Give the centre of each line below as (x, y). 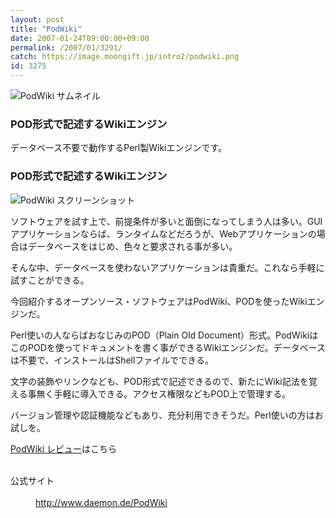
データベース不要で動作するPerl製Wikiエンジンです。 (119, 148)
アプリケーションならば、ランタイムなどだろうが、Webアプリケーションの (163, 233)
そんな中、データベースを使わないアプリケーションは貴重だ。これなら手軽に (167, 267)
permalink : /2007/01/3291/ (66, 47)
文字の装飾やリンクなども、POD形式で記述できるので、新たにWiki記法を (159, 381)
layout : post (37, 19)
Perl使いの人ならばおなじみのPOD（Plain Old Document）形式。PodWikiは (164, 335)
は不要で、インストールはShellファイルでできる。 (112, 360)
